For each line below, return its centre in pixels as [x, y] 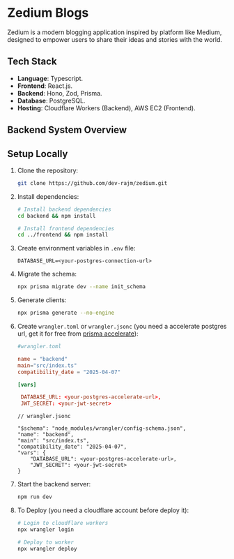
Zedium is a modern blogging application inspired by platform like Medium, [115, 32]
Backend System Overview [67, 130]
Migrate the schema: [47, 274]
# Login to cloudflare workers [63, 523]
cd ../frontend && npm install [63, 235]
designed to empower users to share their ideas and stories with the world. [115, 39]
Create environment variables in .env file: [76, 248]
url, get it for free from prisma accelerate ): [78, 334]
